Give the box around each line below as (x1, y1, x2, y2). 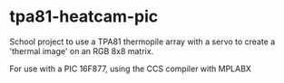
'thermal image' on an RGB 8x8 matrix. (9, 45, 154, 56)
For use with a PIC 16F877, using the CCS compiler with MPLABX (9, 63, 252, 74)
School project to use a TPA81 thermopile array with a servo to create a (9, 36, 276, 47)
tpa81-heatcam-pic (9, 6, 159, 27)
